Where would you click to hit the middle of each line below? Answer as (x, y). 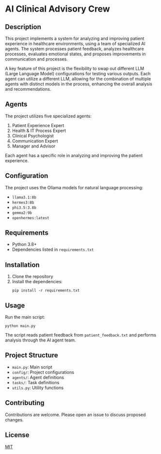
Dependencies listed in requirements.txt (53, 250)
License (17, 435)
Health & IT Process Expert (39, 130)
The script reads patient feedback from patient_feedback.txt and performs (81, 335)
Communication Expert (35, 141)
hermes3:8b (23, 202)
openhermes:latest (31, 218)
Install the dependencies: (37, 282)
